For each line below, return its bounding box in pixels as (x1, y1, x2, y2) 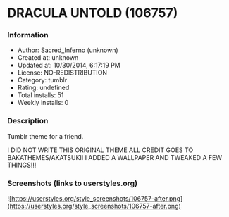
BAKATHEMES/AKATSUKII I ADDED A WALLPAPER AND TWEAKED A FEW (7, 153, 223, 161)
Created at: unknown (17, 54, 79, 62)
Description (7, 116, 49, 126)
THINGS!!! (7, 161, 37, 169)
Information (7, 30, 49, 40)
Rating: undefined (17, 83, 70, 92)
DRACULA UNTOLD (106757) (7, 5, 178, 21)
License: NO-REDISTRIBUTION (17, 68, 108, 77)
